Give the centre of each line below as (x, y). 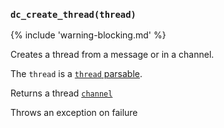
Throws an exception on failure (74, 113)
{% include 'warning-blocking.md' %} (88, 35)
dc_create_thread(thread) (73, 14)
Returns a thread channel (61, 93)
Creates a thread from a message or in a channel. (112, 55)
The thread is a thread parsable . (76, 74)
